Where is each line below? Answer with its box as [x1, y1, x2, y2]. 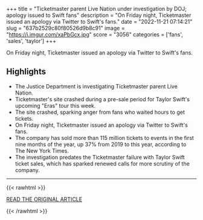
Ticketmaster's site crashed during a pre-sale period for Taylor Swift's [14, 95, 190, 102]
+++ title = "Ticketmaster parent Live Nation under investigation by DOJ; [6, 5, 187, 12]
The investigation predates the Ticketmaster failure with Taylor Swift [14, 153, 185, 161]
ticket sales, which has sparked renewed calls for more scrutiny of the [14, 160, 190, 167]
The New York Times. [14, 147, 69, 154]
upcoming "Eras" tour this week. [14, 102, 96, 109]
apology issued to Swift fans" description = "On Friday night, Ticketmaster [6, 12, 192, 19]
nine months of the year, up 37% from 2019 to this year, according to [14, 141, 187, 148]
